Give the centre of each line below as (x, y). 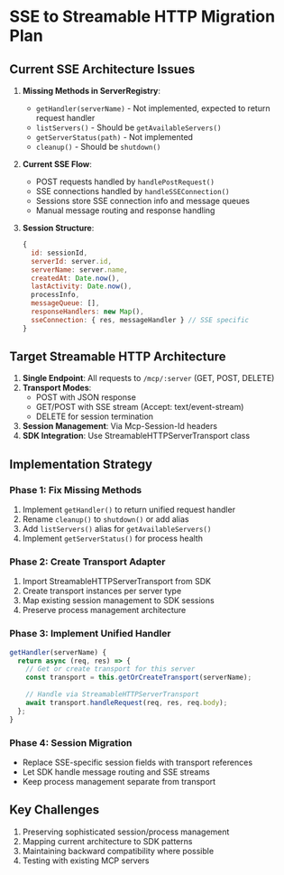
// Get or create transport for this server (110, 669)
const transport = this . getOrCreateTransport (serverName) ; (139, 678)
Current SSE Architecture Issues (102, 69)
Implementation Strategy (81, 464)
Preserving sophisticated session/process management (126, 832)
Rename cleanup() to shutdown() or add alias (105, 519)
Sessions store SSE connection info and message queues (143, 201)
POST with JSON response (86, 397)
